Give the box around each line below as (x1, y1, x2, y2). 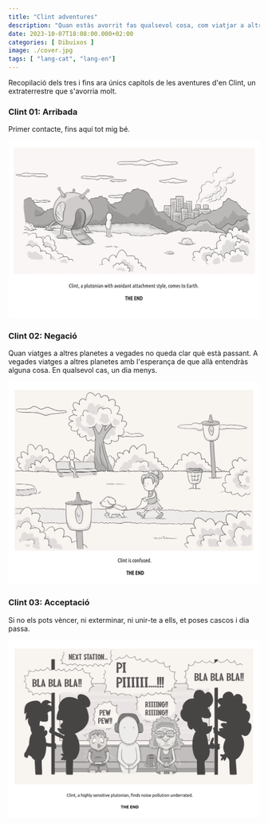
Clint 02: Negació (8, 331, 77, 342)
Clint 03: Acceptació (8, 597, 90, 608)
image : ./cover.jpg (8, 46, 73, 55)
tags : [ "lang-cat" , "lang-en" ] (8, 55, 116, 63)
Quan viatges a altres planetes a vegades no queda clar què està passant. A (8, 348, 258, 359)
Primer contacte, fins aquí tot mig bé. (8, 125, 130, 134)
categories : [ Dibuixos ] (8, 38, 94, 46)
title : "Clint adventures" (8, 13, 98, 21)
